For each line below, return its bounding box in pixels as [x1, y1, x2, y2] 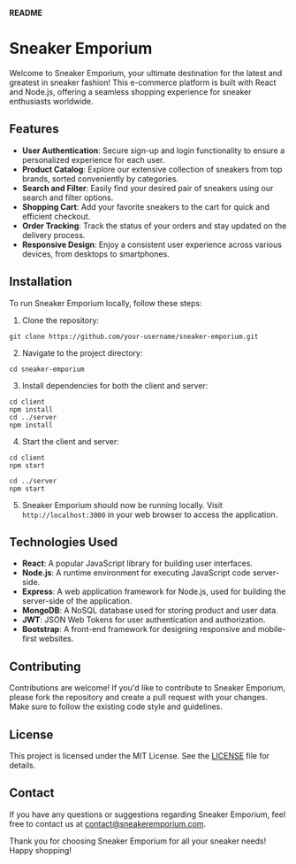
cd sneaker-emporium [9, 365, 86, 374]
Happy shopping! [9, 845, 72, 855]
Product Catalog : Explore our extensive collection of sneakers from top [21, 164, 283, 174]
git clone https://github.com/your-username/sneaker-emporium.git [9, 332, 259, 341]
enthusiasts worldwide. [9, 96, 95, 106]
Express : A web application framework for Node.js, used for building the [21, 586, 286, 597]
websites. [38, 633, 74, 644]
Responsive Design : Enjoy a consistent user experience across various [21, 239, 283, 250]
